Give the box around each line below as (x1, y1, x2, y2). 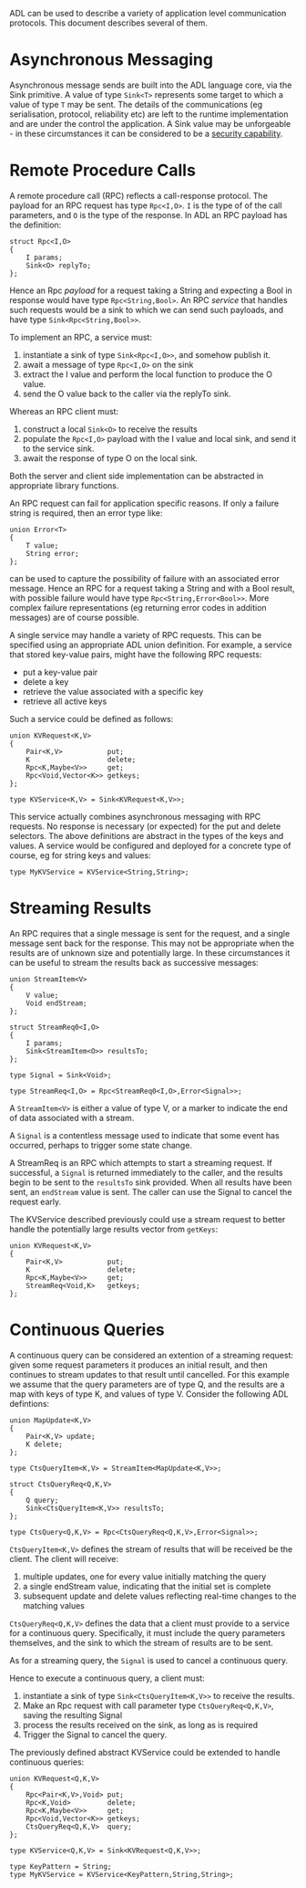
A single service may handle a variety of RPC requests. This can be (9, 629, 262, 640)
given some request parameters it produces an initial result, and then (9, 1359, 269, 1370)
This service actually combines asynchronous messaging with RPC (9, 811, 261, 822)
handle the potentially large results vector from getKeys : (9, 1223, 219, 1234)
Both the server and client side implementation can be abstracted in (9, 470, 264, 481)
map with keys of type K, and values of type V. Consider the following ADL (9, 1388, 289, 1400)
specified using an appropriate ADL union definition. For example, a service (9, 639, 292, 650)
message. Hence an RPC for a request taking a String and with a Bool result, (9, 582, 295, 593)
